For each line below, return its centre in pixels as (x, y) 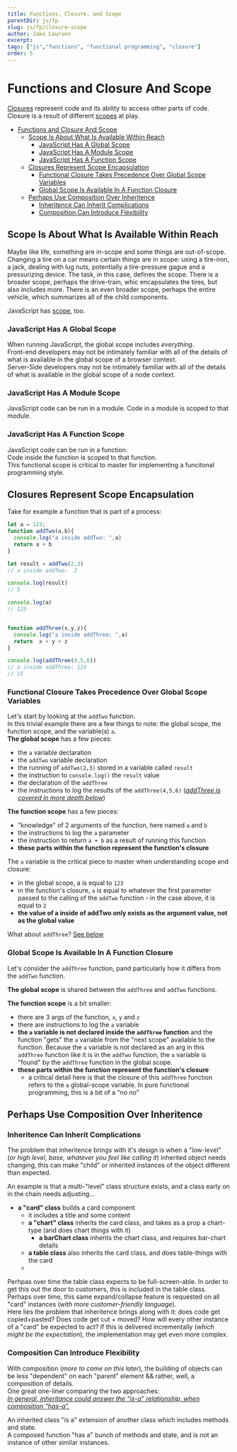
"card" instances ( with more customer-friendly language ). (92, 1305)
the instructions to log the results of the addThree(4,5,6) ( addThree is (119, 791)
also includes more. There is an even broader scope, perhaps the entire (111, 289)
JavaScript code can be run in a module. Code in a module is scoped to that (118, 408)
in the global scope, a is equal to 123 (70, 883)
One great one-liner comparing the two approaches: (83, 1391)
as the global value (46, 921)
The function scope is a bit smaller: (59, 1003)
